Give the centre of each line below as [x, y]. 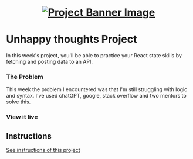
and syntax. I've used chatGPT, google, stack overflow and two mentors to [96, 96]
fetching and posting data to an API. [49, 62]
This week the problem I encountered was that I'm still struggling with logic [97, 89]
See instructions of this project [43, 150]
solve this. [18, 102]
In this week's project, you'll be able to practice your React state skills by [94, 56]
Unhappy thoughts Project [72, 39]
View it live [22, 117]
